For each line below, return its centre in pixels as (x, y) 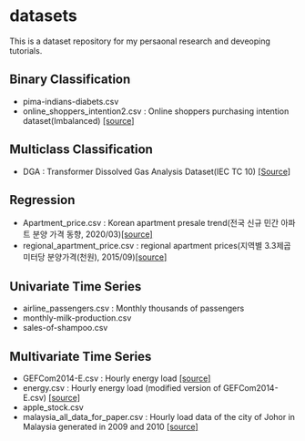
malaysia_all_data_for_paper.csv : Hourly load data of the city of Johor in (159, 417)
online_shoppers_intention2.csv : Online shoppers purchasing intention (156, 111)
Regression (42, 200)
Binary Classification (70, 80)
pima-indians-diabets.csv (71, 101)
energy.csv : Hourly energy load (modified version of (122, 388)
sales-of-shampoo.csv (65, 328)
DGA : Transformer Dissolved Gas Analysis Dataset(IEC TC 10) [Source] (157, 171)
